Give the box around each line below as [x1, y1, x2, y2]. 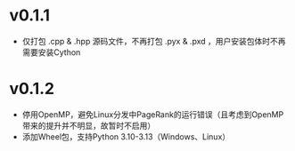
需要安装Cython [21, 46, 81, 58]
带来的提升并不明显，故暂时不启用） [21, 120, 156, 131]
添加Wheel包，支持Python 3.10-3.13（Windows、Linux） [21, 131, 231, 142]
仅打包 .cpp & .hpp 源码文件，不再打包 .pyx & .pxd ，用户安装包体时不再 [21, 36, 286, 46]
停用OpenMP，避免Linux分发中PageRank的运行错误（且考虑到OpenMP [21, 108, 284, 120]
